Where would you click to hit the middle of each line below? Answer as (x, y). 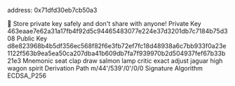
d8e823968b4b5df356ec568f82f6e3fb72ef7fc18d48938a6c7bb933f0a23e (117, 46)
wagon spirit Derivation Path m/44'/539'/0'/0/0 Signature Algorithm (105, 68)
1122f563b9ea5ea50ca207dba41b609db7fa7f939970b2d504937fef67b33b (116, 53)
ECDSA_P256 (27, 76)
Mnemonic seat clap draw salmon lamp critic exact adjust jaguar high (122, 61)
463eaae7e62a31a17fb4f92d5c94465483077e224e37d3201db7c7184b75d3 (117, 31)
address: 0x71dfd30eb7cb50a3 (52, 10)
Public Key (32, 38)
